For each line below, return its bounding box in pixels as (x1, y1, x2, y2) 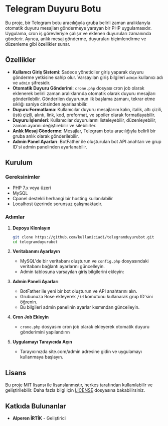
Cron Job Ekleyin (12, 314, 49, 320)
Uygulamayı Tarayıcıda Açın (12, 339, 73, 345)
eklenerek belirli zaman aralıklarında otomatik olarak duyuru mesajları (12, 90, 156, 96)
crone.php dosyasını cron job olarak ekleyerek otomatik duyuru (20, 324, 149, 330)
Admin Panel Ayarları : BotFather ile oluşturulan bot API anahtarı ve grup (12, 138, 161, 144)
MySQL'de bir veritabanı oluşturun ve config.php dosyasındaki (20, 258, 149, 264)
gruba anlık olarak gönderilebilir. (12, 133, 79, 139)
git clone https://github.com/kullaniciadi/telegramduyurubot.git (12, 234, 154, 239)
